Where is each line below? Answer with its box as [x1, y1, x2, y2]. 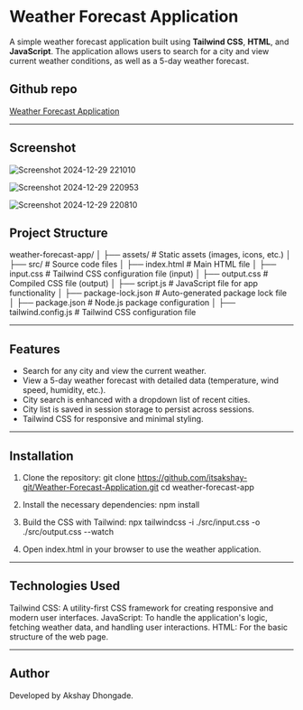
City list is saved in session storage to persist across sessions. [22, 404, 255, 415]
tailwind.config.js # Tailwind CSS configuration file [9, 307, 197, 318]
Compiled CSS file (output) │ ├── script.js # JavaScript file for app [9, 278, 259, 289]
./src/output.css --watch [22, 527, 115, 537]
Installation [9, 448, 74, 463]
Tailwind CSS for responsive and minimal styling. [22, 414, 205, 425]
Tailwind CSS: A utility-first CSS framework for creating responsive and [9, 603, 274, 613]
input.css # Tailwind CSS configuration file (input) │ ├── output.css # [9, 268, 269, 279]
